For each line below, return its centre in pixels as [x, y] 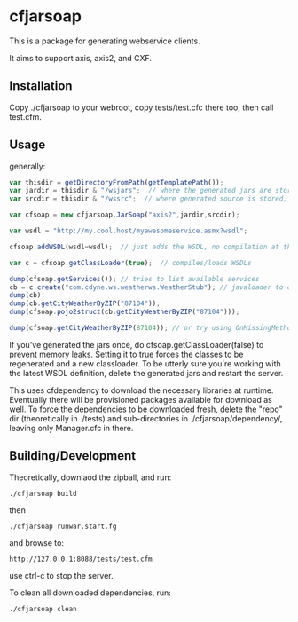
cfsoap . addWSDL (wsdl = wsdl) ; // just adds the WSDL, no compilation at [144, 247]
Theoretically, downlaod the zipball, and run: [90, 477]
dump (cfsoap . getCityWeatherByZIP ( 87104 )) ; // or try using [121, 328]
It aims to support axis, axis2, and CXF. [81, 58]
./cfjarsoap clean [43, 609]
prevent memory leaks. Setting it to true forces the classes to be [126, 354]
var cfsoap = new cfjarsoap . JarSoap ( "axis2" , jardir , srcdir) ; [125, 215]
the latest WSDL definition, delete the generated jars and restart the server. [146, 373]
